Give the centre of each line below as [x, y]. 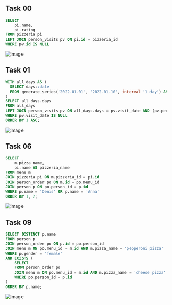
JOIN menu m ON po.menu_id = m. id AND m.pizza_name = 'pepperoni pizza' [84, 248]
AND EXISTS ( [19, 258]
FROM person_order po [37, 268]
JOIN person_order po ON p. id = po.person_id [55, 244]
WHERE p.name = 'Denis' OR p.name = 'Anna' [52, 192]
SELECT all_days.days [28, 101]
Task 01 [18, 70]
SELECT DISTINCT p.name [31, 234]
